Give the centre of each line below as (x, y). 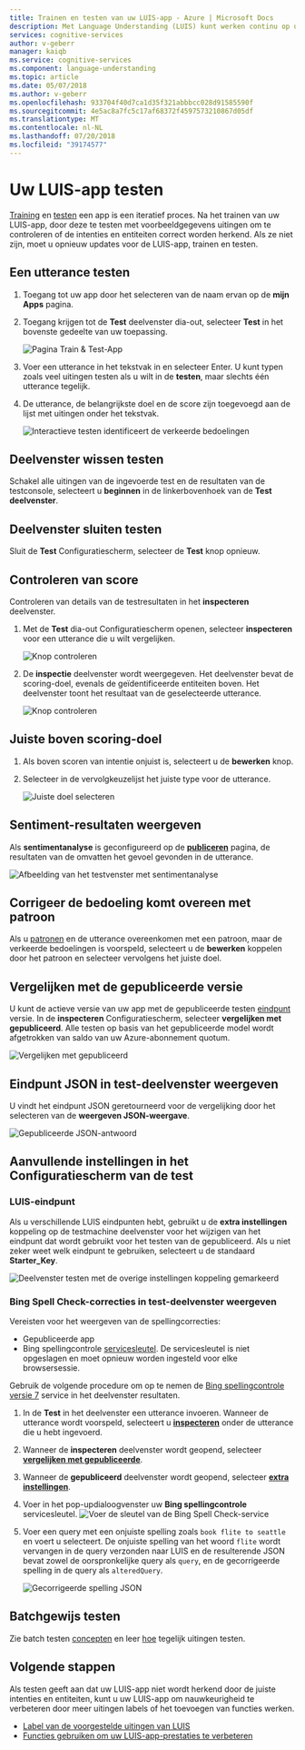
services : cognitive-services (67, 35)
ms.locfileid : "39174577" (58, 145)
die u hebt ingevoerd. (62, 1432)
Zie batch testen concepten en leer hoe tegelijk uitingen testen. (128, 1638)
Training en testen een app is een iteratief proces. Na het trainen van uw (144, 215)
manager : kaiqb (38, 52)
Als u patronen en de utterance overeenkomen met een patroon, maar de (146, 939)
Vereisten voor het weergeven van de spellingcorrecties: (115, 1321)
